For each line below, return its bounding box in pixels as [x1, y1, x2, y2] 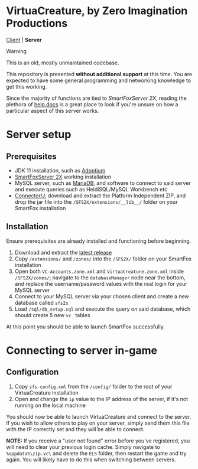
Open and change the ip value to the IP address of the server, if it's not [14, 395, 189, 402]
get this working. [6, 83, 47, 90]
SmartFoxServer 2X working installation [14, 173, 111, 180]
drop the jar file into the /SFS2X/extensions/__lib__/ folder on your [14, 198, 178, 205]
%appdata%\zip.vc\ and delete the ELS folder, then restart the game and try [6, 450, 187, 457]
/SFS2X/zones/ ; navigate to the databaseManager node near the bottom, [14, 273, 186, 281]
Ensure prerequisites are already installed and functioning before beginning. [6, 237, 191, 245]
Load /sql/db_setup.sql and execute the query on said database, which [14, 305, 191, 312]
